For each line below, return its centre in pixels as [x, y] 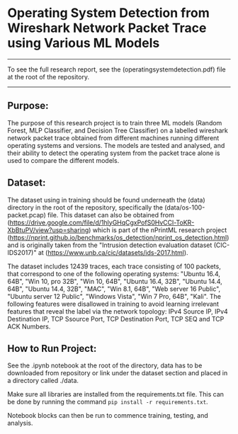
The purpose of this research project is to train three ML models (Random [115, 122]
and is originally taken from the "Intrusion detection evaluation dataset [110, 245]
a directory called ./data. [43, 381]
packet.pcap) [27, 215]
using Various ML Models [84, 43]
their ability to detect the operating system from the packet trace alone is [114, 153]
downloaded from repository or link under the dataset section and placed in [118, 373]
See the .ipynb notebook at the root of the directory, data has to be [105, 365]
